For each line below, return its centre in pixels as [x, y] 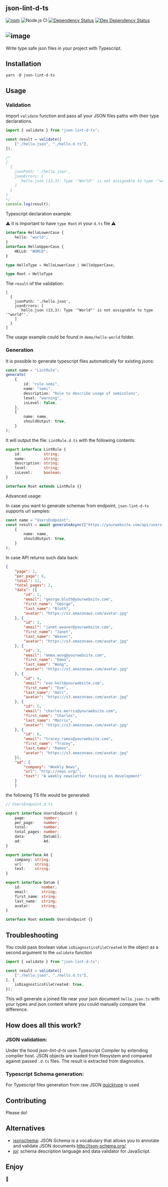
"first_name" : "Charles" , [51, 715]
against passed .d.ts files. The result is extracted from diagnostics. [75, 1061]
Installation [23, 64]
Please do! [16, 1113]
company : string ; [33, 860]
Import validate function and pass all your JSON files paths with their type [82, 116]
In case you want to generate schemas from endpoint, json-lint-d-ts [77, 506]
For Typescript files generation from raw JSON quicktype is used [72, 1085]
